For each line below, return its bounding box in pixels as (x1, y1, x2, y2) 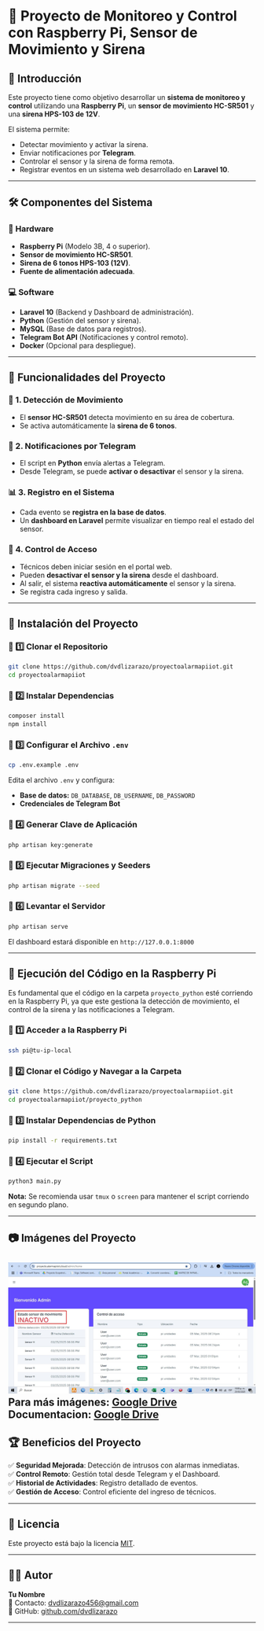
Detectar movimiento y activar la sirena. (19, 140, 148, 149)
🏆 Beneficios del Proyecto (8, 1435, 141, 1449)
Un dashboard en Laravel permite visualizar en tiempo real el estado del (19, 516, 255, 525)
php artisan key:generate (8, 841, 93, 849)
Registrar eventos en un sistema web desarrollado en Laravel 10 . (19, 165, 230, 174)
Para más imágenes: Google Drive (8, 1396, 178, 1409)
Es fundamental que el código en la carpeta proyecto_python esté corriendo (8, 988, 253, 997)
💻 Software (8, 286, 54, 297)
